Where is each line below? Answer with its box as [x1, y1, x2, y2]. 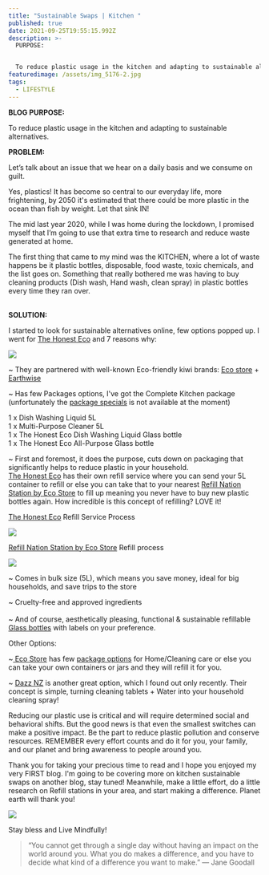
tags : [8, 78, 26, 86]
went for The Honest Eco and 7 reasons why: [8, 334, 158, 343]
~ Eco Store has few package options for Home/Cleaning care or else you [8, 654, 252, 663]
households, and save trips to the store [8, 581, 138, 591]
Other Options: [8, 638, 58, 648]
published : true [8, 19, 62, 27]
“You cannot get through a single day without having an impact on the [27, 840, 259, 850]
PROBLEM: [8, 147, 46, 156]
